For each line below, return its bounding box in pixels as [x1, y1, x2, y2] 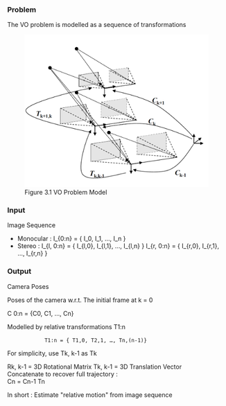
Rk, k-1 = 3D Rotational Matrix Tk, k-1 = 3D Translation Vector [7, 362, 182, 371]
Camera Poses [7, 282, 49, 290]
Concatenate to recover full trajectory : [7, 369, 118, 378]
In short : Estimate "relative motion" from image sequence [7, 390, 173, 399]
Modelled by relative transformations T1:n [7, 322, 126, 330]
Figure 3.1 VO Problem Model [24, 188, 107, 196]
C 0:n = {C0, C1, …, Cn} [7, 309, 74, 317]
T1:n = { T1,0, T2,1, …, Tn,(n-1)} [44, 337, 148, 344]
